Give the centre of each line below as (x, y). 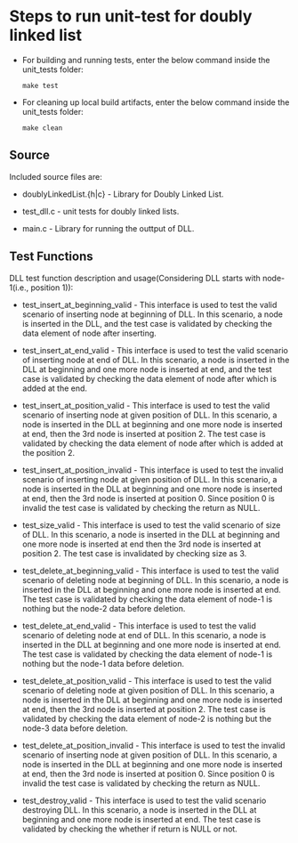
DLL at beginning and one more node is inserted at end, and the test (147, 369)
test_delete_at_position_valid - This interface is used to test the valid (147, 681)
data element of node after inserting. (89, 333)
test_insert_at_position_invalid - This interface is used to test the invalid (153, 470)
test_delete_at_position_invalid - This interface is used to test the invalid (153, 745)
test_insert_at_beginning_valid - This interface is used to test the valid (149, 304)
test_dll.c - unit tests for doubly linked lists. (101, 211)
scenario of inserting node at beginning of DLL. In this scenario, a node (152, 314)
